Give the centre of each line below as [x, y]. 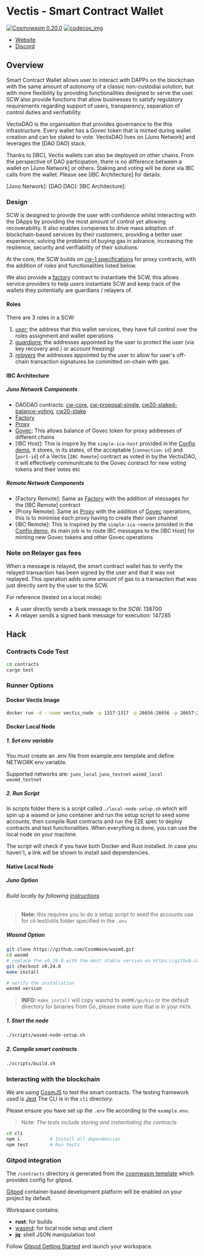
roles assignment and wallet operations [64, 336]
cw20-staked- [160, 404]
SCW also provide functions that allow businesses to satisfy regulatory [95, 99]
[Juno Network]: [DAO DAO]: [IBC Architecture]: [66, 186]
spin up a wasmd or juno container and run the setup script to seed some [98, 815]
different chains [35, 437]
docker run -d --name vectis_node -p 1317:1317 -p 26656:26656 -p [92, 713]
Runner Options [30, 685]
